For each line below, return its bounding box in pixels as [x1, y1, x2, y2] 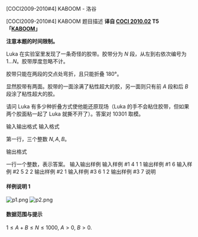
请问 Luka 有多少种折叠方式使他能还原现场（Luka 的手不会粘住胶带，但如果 [6, 103, 190, 110]
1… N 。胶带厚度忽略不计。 [6, 58, 69, 65]
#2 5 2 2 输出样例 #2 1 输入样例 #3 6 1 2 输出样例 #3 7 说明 [12, 168, 156, 175]
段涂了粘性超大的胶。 [6, 91, 58, 97]
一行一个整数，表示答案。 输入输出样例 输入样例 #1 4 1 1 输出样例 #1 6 [6, 161, 176, 168]
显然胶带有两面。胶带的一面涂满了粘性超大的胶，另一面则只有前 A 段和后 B [6, 83, 189, 90]
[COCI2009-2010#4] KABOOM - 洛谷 [6, 5, 97, 12]
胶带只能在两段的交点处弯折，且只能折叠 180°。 [6, 71, 122, 77]
